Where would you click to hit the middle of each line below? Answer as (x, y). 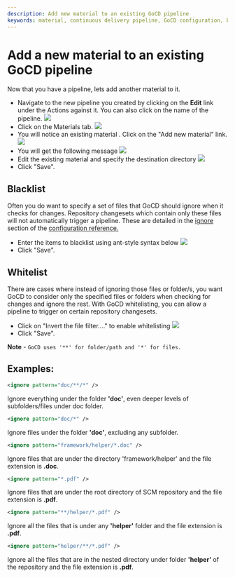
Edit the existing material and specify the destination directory (107, 159)
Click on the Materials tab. (55, 127)
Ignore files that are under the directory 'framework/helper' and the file (109, 458)
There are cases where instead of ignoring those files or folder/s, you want (115, 289)
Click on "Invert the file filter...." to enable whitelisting (94, 326)
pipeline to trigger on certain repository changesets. (82, 311)
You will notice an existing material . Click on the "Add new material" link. (122, 135)
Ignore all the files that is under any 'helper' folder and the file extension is (115, 526)
